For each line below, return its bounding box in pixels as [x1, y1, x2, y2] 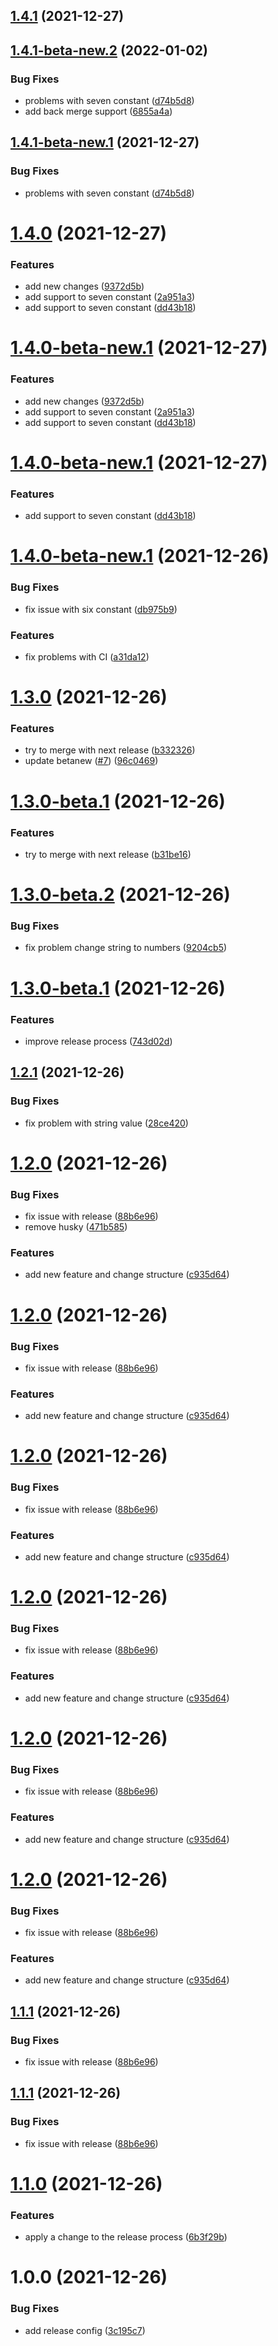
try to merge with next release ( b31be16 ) [24, 848, 192, 860]
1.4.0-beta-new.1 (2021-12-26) [10, 545, 270, 568]
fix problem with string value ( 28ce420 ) [24, 1117, 189, 1129]
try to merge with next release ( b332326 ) [24, 744, 196, 756]
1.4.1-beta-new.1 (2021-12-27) [10, 134, 200, 151]
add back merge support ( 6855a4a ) [24, 105, 173, 118]
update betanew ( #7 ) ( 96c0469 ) [24, 755, 159, 767]
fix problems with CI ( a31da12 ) [24, 651, 150, 663]
